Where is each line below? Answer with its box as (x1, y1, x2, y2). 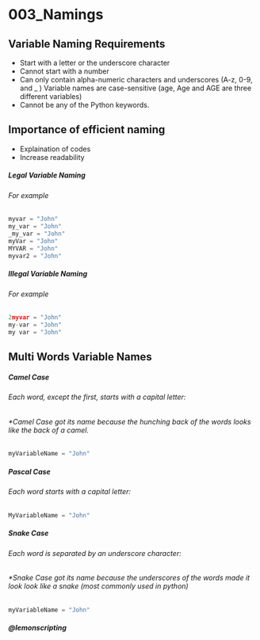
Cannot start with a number (19, 67, 109, 76)
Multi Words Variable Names (8, 350, 152, 364)
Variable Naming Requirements (8, 37, 166, 51)
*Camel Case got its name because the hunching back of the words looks (8, 417, 251, 426)
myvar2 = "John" (8, 252, 62, 260)
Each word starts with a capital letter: (8, 487, 132, 497)
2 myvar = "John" (8, 314, 62, 322)
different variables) (19, 92, 82, 101)
